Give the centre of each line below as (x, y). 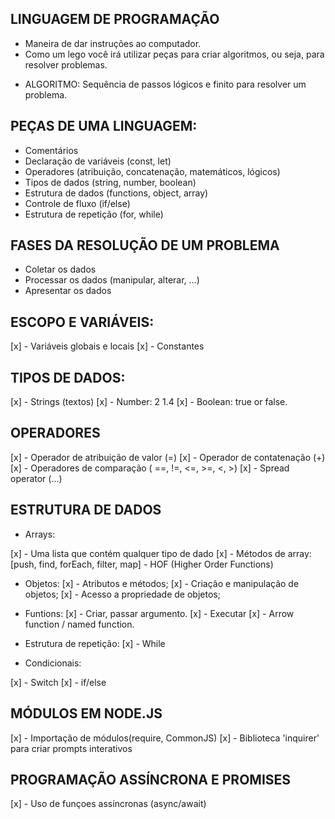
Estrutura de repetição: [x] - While (95, 643)
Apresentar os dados (68, 291)
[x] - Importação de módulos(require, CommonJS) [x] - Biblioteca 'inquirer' (165, 738)
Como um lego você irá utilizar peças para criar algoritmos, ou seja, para (174, 54)
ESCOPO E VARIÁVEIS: (82, 322)
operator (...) (36, 478)
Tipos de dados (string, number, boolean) (110, 182)
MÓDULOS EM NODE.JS (86, 713)
